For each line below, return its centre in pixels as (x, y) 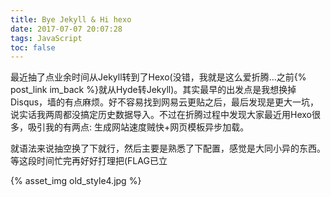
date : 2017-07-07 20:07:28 (66, 29)
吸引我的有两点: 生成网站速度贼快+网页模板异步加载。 (138, 127)
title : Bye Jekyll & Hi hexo (71, 19)
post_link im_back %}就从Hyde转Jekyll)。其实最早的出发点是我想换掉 (153, 90)
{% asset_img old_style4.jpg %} (76, 181)
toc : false (33, 47)
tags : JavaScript (46, 38)
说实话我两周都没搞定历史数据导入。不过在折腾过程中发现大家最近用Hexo (161, 115)
